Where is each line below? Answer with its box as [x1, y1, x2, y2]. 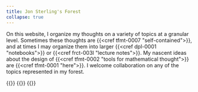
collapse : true [6, 14, 44, 20]
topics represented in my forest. [6, 68, 84, 75]
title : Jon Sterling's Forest [6, 8, 81, 15]
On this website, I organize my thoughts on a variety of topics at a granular [6, 30, 189, 37]
